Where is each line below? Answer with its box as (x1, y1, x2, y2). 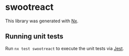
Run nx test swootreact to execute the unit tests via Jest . (5, 45, 124, 51)
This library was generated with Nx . (5, 18, 78, 24)
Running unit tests (5, 32, 63, 41)
